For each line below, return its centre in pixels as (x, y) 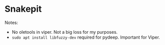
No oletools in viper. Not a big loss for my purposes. (65, 32)
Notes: (11, 22)
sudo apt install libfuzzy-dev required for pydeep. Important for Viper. (86, 37)
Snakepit (23, 9)
